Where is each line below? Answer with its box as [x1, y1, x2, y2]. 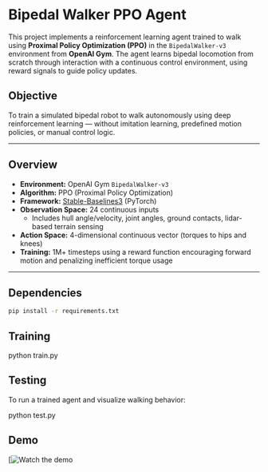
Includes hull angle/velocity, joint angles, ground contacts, [31, 213, 223, 223]
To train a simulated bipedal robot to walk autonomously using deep [8, 110, 231, 120]
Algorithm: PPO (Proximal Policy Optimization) [19, 188, 174, 197]
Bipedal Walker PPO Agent [8, 6, 187, 24]
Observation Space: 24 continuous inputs [19, 204, 160, 214]
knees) [19, 238, 43, 248]
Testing [8, 374, 47, 387]
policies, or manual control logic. [8, 127, 116, 137]
